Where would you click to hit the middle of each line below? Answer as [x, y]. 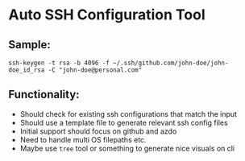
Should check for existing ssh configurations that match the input [129, 114]
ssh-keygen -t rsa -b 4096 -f [59, 63]
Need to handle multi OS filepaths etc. [83, 139]
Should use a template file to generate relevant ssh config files [124, 122]
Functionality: [44, 95]
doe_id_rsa [27, 70]
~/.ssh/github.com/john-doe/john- [170, 63]
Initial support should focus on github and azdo [98, 131]
